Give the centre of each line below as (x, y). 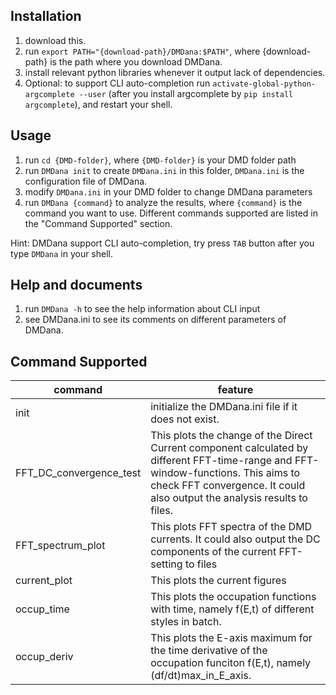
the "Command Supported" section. (98, 223)
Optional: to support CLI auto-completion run (117, 83)
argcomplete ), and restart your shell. (98, 104)
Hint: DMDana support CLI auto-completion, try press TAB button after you (162, 243)
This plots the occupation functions (233, 597)
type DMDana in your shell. (62, 253)
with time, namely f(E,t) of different (232, 609)
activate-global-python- (264, 84)
